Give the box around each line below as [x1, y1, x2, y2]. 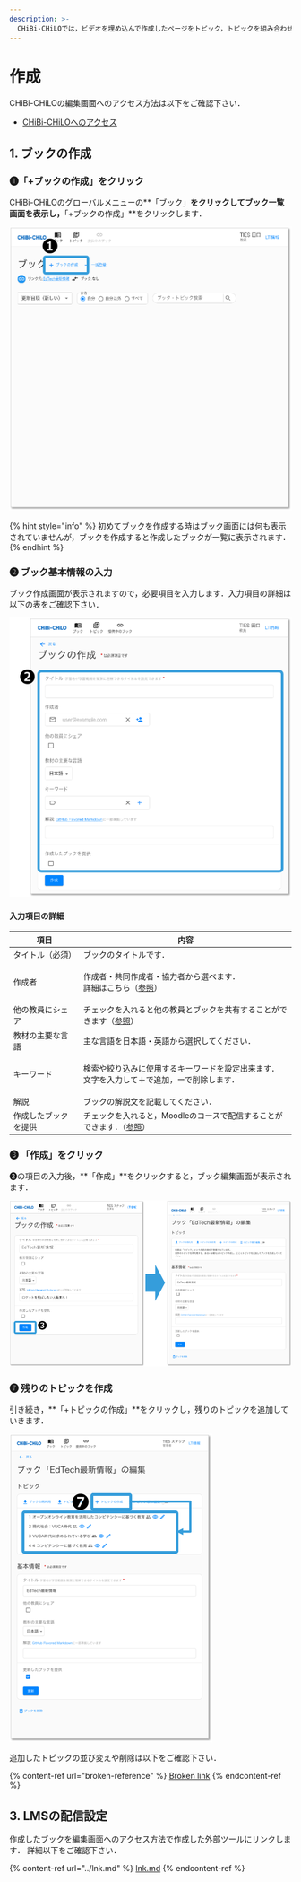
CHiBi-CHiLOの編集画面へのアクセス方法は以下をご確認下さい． [9, 98, 245, 109]
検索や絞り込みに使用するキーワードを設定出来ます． [83, 1063, 279, 1073]
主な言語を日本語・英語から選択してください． [83, 1035, 256, 1046]
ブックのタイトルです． [83, 949, 170, 959]
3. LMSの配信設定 [9, 1808, 107, 1824]
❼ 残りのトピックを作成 [9, 1382, 113, 1395]
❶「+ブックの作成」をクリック [9, 175, 145, 188]
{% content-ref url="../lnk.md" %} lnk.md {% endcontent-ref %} [9, 1862, 245, 1873]
